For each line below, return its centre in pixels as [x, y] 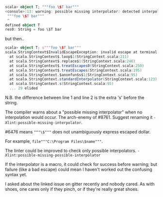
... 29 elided [24, 88]
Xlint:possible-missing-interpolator [43, 123]
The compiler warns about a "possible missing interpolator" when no [74, 112]
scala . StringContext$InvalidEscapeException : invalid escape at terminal [81, 52]
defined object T [23, 25]
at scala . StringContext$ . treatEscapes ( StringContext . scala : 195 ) [76, 70]
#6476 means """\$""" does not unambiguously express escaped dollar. [78, 132]
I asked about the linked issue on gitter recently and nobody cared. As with [80, 184]
